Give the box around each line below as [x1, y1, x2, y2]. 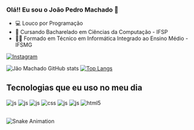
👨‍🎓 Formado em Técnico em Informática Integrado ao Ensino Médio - [15, 35, 189, 42]
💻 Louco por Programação [15, 19, 83, 27]
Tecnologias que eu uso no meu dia [6, 82, 142, 93]
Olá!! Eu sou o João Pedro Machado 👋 [6, 5, 119, 14]
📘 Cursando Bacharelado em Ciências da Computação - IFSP [15, 29, 168, 36]
